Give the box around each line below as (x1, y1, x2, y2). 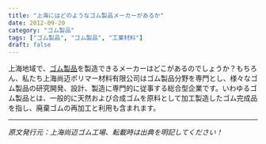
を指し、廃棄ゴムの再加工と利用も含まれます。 (8, 104, 161, 113)
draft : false (8, 41, 51, 49)
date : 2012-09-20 (8, 19, 66, 27)
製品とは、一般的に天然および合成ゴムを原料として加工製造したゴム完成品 (14, 93, 258, 103)
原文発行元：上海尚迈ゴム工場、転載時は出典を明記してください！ (8, 127, 223, 137)
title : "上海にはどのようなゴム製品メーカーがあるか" (8, 11, 165, 20)
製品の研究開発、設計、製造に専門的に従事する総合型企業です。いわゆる (14, 84, 251, 93)
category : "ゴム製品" (8, 26, 75, 34)
